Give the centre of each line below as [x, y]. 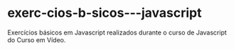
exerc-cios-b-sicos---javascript [105, 13]
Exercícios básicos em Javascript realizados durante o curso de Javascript [117, 32]
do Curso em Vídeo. [37, 39]
